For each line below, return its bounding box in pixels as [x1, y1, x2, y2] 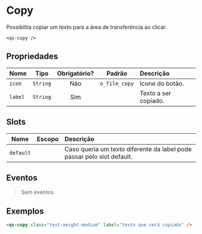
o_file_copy [100, 80, 134, 87]
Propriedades [6, 52, 58, 62]
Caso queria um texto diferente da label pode [64, 145, 192, 153]
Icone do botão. [139, 79, 185, 88]
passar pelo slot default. [64, 152, 133, 161]
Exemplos [6, 206, 44, 216]
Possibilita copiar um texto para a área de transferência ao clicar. [6, 23, 167, 31]
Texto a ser [139, 89, 171, 97]
